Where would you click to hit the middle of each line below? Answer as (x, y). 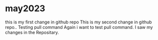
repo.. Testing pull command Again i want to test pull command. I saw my (79, 27)
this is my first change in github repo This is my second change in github (79, 22)
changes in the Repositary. (32, 32)
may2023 (25, 9)
